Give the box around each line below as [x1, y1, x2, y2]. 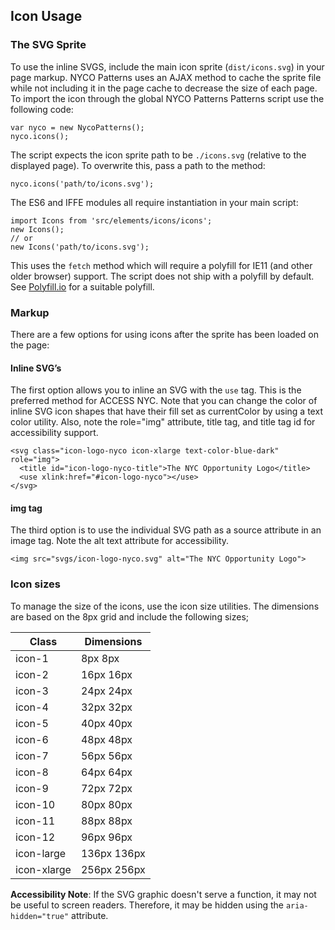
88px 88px [80, 814, 133, 828]
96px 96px [80, 830, 133, 844]
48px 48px [80, 732, 133, 746]
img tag [10, 502, 43, 514]
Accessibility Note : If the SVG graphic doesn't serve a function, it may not [10, 888, 317, 900]
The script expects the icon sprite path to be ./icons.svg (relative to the [10, 149, 307, 161]
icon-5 [15, 716, 49, 730]
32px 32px [80, 700, 133, 714]
